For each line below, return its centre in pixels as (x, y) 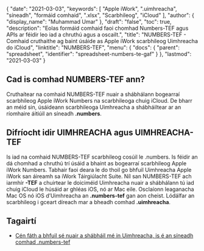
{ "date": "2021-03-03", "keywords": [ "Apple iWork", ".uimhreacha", (92, 9)
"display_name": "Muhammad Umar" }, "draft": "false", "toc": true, (89, 22)
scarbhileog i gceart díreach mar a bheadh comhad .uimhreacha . (89, 202)
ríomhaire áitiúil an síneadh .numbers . (54, 113)
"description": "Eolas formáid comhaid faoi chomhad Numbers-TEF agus (97, 28)
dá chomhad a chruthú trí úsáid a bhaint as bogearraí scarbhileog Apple (97, 163)
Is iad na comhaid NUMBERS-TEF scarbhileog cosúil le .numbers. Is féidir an (102, 157)
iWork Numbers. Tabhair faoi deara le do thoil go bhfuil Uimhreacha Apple (99, 170)
